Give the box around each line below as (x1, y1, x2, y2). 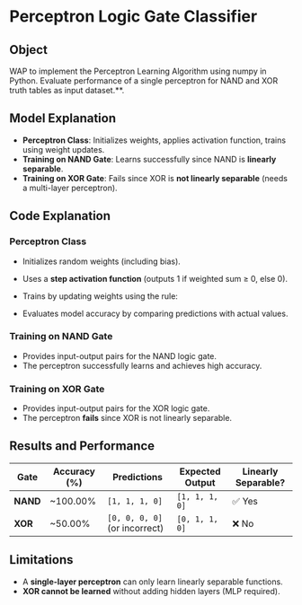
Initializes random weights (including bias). (22, 256, 182, 267)
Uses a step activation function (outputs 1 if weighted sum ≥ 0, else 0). (22, 273, 289, 284)
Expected (179, 465, 222, 478)
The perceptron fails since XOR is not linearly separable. (22, 413, 232, 424)
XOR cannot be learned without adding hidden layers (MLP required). (22, 585, 280, 596)
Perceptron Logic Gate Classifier (9, 6, 258, 27)
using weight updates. (22, 144, 105, 154)
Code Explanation (9, 208, 111, 224)
